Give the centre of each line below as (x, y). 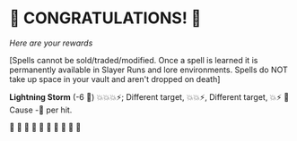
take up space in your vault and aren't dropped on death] (115, 79)
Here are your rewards (51, 43)
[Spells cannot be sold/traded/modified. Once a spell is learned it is (134, 60)
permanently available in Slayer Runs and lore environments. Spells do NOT (149, 70)
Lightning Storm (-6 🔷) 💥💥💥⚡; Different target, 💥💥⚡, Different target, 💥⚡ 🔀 (149, 96)
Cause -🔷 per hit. (41, 110)
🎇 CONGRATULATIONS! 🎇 (105, 18)
